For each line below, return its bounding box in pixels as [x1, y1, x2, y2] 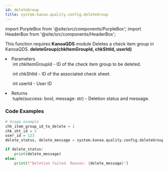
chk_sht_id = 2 [5, 128, 37, 133]
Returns [11, 90, 27, 96]
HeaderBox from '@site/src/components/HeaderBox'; [5, 31, 116, 37]
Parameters [11, 55, 35, 61]
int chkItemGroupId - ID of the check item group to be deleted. [12, 61, 141, 67]
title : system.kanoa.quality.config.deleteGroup [5, 12, 108, 17]
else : [5, 156, 16, 161]
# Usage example [5, 119, 39, 124]
